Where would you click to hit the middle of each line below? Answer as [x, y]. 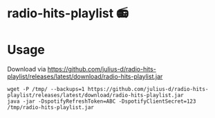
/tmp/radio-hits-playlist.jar [51, 108]
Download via [27, 69]
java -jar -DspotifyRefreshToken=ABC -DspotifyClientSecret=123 [102, 101]
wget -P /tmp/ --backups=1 [46, 90]
